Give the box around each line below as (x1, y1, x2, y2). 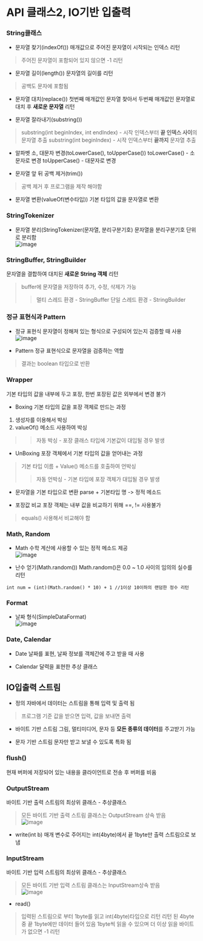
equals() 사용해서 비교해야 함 (21, 514, 91, 521)
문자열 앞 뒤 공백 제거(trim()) (15, 170, 83, 177)
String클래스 (6, 29, 42, 37)
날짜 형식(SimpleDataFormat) (15, 613, 87, 620)
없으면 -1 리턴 (27, 928, 61, 936)
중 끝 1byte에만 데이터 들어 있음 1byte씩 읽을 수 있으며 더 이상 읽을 (21, 920, 178, 928)
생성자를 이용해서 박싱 (15, 416, 68, 423)
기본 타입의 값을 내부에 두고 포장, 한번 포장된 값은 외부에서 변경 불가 (6, 390, 166, 397)
